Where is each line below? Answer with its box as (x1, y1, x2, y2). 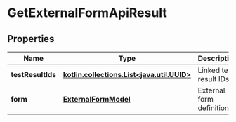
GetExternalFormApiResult (7, 5, 167, 21)
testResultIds (11, 70, 56, 79)
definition (197, 103, 230, 113)
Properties (7, 33, 55, 45)
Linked (197, 65, 220, 75)
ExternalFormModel (63, 95, 131, 104)
